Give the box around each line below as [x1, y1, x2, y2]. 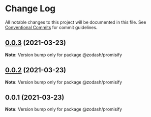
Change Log [5, 3, 56, 14]
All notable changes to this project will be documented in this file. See [5, 19, 147, 25]
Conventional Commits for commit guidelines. [5, 24, 97, 30]
